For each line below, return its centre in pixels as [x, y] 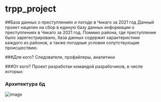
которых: [14, 71]
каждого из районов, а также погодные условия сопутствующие [72, 42]
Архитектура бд [25, 84]
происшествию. [21, 48]
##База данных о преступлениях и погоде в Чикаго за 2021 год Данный [80, 22]
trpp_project [31, 9]
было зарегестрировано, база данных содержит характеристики [72, 38]
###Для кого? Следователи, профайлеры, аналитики [60, 57]
